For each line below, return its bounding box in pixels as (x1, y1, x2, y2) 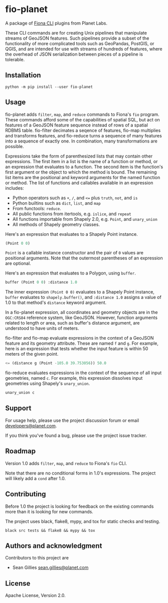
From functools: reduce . (12, 205, 61, 211)
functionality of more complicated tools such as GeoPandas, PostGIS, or (5, 40, 154, 46)
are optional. (5, 260, 31, 266)
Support (5, 404, 32, 412)
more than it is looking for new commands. (5, 508, 94, 515)
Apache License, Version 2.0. (5, 592, 66, 598)
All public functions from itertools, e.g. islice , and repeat (12, 211, 131, 217)
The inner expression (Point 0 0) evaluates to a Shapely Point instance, (5, 289, 154, 295)
